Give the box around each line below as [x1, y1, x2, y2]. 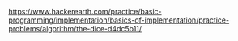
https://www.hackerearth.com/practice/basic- [8, 7, 162, 16]
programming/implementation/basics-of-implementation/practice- [8, 15, 229, 25]
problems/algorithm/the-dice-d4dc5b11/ [8, 24, 142, 33]
